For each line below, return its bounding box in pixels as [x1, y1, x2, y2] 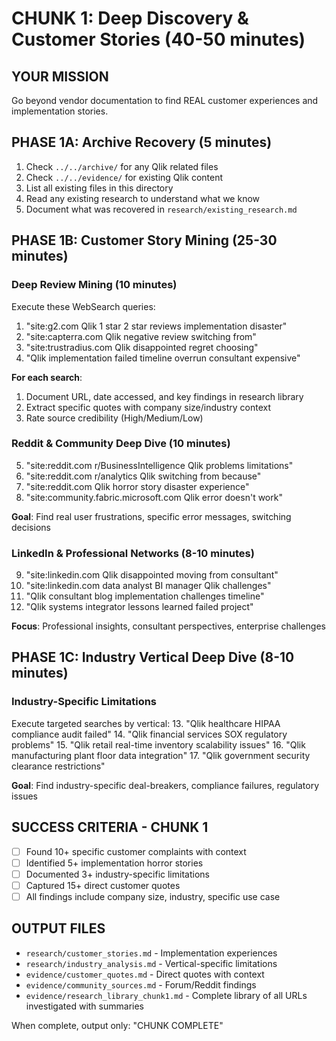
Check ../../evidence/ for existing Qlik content [25, 171, 224, 183]
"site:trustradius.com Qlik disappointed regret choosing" [25, 341, 259, 353]
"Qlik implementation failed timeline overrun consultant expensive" [25, 352, 301, 364]
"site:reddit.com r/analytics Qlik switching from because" [25, 470, 262, 482]
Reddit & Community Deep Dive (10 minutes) [11, 437, 231, 451]
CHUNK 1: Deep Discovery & [11, 7, 249, 30]
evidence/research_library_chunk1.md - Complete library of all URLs [25, 989, 308, 1001]
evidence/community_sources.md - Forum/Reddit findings [25, 978, 257, 991]
